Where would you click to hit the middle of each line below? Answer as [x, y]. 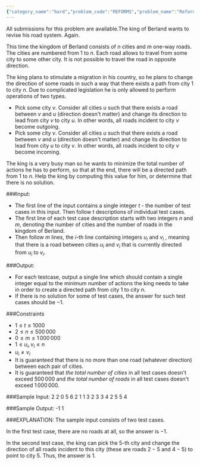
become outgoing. [37, 126]
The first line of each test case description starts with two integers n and [104, 218]
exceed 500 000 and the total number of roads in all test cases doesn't [102, 379]
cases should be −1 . [39, 302]
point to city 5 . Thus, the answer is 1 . [51, 455]
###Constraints [25, 314]
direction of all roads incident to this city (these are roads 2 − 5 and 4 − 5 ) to [100, 449]
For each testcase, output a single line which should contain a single [99, 277]
